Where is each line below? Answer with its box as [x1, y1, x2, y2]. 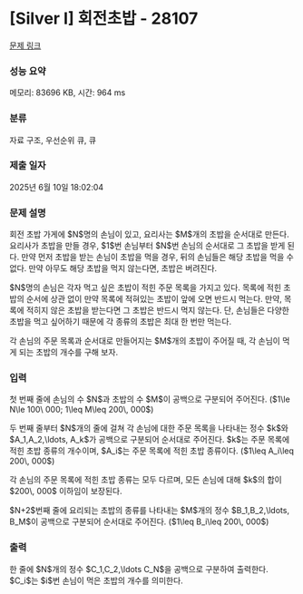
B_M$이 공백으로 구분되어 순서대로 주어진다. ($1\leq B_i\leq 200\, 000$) [9, 516, 269, 527]
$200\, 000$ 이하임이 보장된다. [9, 486, 122, 497]
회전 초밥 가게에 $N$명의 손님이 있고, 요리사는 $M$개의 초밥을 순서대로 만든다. [9, 229, 289, 240]
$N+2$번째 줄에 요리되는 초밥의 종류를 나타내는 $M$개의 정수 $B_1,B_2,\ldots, [9, 505, 290, 516]
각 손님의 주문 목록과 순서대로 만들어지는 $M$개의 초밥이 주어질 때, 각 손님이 [9, 336, 281, 346]
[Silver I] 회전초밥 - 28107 [9, 8, 199, 29]
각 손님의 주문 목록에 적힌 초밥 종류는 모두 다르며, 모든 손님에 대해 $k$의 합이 [9, 474, 283, 485]
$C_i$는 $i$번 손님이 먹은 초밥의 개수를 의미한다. [9, 575, 183, 586]
